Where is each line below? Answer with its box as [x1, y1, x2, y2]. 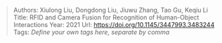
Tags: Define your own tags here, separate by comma [13, 28, 170, 36]
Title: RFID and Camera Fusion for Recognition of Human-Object [13, 13, 200, 21]
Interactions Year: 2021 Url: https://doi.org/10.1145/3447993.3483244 [13, 21, 215, 28]
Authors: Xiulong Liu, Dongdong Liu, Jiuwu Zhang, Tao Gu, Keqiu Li [13, 6, 209, 14]
